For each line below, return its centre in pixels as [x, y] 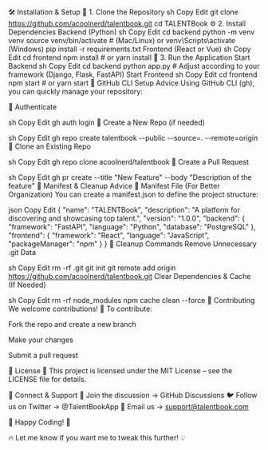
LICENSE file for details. [47, 379]
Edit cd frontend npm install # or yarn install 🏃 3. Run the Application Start [129, 58]
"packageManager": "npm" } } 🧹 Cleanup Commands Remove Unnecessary [132, 244]
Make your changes [41, 340]
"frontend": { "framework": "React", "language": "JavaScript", [109, 235]
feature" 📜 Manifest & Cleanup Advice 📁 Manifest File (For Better [114, 186]
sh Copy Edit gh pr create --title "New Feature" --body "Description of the [130, 177]
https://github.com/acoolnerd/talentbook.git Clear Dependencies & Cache [130, 276]
